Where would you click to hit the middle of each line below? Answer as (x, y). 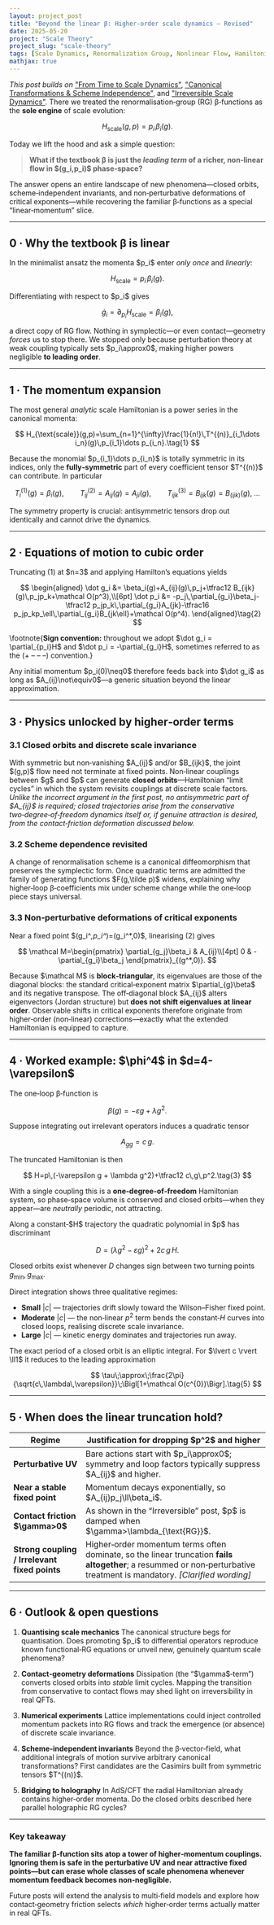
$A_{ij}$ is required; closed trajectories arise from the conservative (122, 806)
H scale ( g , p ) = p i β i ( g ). (137, 127)
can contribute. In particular (56, 476)
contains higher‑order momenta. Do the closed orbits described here (136, 1799)
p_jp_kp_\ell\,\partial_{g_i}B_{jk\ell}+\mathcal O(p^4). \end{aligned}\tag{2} (137, 614)
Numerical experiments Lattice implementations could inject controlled (141, 1715)
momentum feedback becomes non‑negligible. (91, 1880)
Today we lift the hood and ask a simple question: (92, 144)
